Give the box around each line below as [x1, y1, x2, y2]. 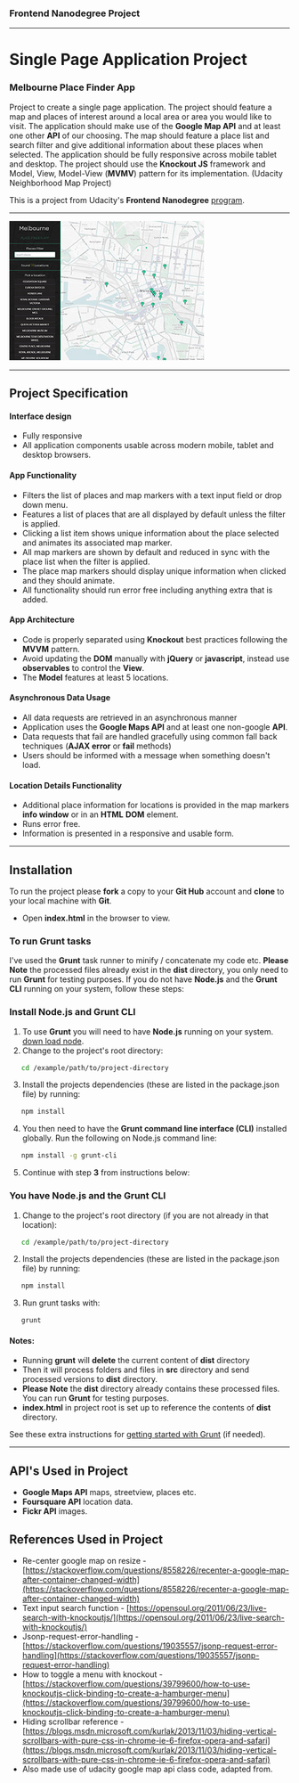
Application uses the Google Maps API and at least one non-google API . [21, 721, 288, 732]
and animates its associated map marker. [21, 537, 173, 548]
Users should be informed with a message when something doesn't [21, 749, 271, 760]
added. [21, 593, 49, 604]
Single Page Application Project [9, 50, 247, 70]
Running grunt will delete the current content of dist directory [21, 1355, 251, 1366]
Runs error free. [21, 819, 81, 830]
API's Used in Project [9, 1463, 129, 1478]
